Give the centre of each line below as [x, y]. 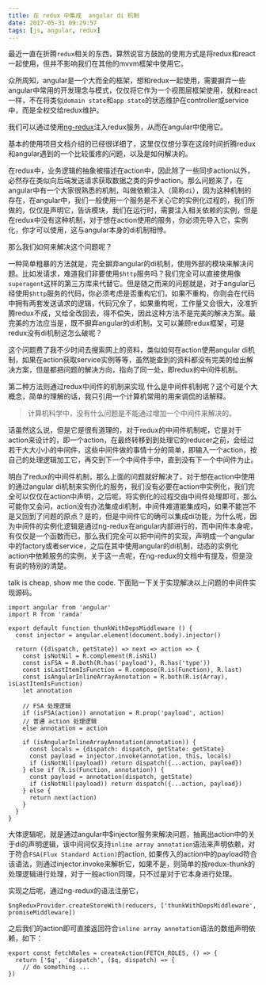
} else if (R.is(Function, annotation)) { [93, 770]
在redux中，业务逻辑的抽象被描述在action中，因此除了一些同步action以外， [131, 170]
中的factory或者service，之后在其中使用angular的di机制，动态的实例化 [123, 546]
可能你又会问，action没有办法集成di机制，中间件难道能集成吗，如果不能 [125, 506]
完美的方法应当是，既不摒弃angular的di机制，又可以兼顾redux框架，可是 [127, 323]
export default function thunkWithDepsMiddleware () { [101, 628]
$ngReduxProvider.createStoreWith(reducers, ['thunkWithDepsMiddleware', [133, 906]
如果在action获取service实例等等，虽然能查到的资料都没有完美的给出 [134, 360]
